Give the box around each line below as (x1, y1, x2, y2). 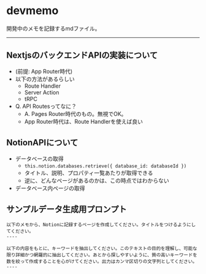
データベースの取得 (15, 154, 64, 162)
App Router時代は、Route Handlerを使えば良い (24, 118, 143, 125)
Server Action (24, 88, 59, 96)
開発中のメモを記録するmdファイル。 (6, 25, 101, 32)
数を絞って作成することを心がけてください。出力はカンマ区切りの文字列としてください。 (6, 259, 197, 265)
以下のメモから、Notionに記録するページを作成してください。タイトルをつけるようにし (6, 222, 196, 228)
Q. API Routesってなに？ (15, 102, 77, 110)
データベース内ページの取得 (15, 185, 85, 192)
